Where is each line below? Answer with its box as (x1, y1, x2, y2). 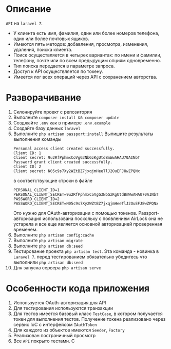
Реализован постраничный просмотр (13, 332, 96, 338)
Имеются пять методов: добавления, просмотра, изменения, (13, 41, 148, 47)
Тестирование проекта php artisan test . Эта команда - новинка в (13, 248, 159, 254)
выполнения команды (13, 136, 62, 142)
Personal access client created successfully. (13, 146, 115, 151)
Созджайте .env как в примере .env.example (13, 119, 111, 126)
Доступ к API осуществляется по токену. (13, 68, 103, 75)
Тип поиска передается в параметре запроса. (13, 63, 115, 69)
